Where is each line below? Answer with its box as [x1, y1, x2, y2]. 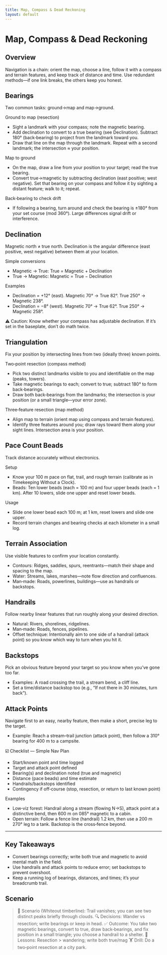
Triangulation [5, 338, 48, 347]
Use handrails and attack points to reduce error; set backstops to [12, 864, 146, 870]
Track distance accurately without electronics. [5, 454, 100, 460]
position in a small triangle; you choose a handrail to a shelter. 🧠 [17, 931, 148, 938]
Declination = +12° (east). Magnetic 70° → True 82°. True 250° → [12, 293, 146, 299]
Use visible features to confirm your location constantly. [5, 553, 120, 559]
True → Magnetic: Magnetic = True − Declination [12, 273, 112, 279]
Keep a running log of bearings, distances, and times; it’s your [12, 875, 139, 881]
